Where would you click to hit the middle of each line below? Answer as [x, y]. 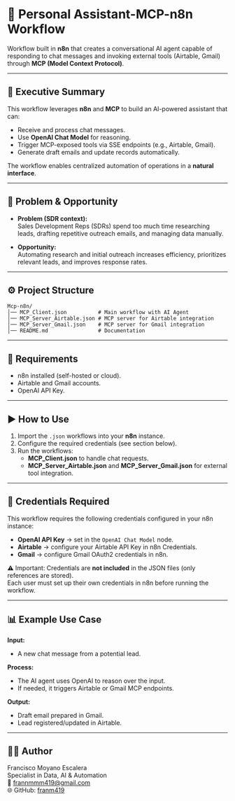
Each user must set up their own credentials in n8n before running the [108, 583]
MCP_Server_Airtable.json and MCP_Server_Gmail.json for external [127, 466]
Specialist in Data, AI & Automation [57, 775]
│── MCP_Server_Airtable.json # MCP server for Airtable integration [111, 319]
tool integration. [50, 473]
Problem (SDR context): [52, 218]
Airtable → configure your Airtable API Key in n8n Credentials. [107, 547]
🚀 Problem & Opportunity [63, 202]
